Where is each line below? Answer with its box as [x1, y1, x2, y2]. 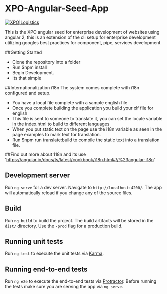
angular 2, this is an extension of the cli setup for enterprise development [5, 34, 156, 40]
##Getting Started [5, 49, 42, 55]
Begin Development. [12, 69, 54, 75]
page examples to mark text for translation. [12, 131, 101, 137]
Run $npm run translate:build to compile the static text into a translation [12, 137, 160, 143]
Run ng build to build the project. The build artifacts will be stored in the [5, 217, 154, 223]
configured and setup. [5, 90, 51, 96]
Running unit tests [5, 237, 63, 246]
